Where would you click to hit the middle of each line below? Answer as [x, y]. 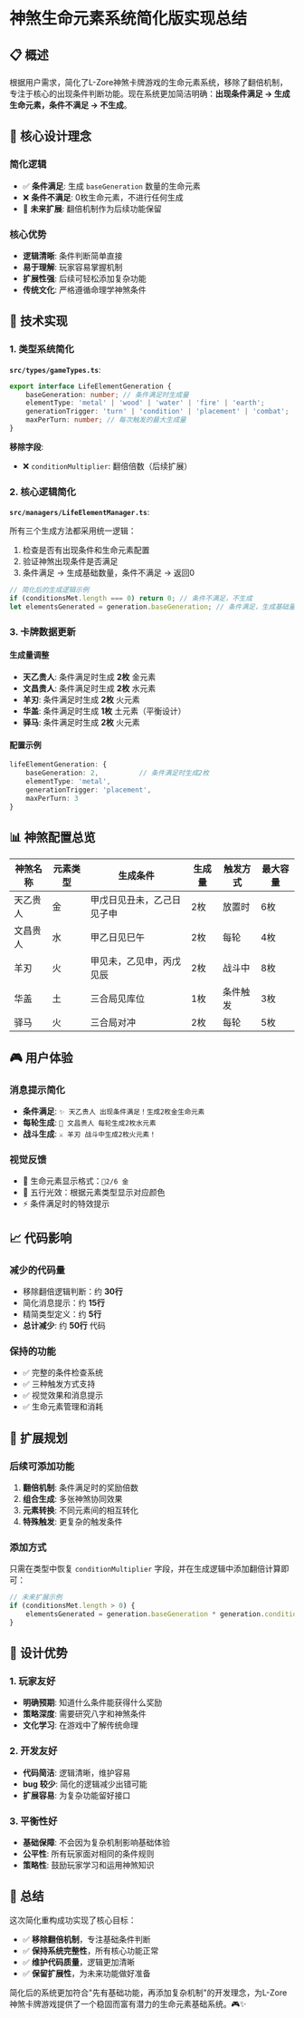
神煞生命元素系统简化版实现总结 [128, 19]
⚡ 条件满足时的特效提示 [66, 1204]
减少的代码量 [38, 1270]
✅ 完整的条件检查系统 [63, 1373]
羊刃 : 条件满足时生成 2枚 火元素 [81, 699]
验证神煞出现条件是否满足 [70, 561]
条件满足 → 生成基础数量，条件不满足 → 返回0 [109, 573]
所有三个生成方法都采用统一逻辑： [73, 531]
